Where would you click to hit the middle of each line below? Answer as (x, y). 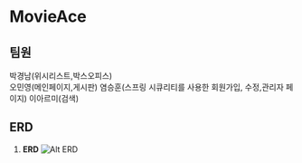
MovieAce (48, 17)
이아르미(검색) (54, 98)
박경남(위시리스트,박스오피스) (61, 76)
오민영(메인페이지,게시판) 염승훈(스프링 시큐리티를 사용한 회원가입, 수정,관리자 (147, 87)
